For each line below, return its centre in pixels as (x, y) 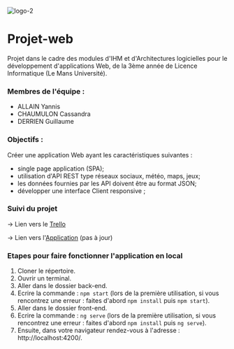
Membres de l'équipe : (46, 91)
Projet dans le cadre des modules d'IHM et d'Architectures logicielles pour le (117, 58)
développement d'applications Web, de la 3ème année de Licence (102, 66)
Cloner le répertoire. (46, 271)
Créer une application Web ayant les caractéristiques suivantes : (100, 155)
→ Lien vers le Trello (37, 224)
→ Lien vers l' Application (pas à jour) (60, 237)
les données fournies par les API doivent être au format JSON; (107, 183)
